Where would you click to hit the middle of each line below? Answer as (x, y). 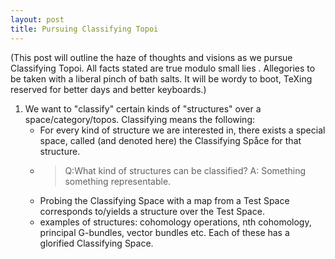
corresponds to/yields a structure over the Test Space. (152, 211)
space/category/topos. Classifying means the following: (140, 119)
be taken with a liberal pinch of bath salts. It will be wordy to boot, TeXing (161, 78)
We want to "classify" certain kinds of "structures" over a (143, 108)
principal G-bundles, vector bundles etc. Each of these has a (164, 232)
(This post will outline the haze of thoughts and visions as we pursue (151, 57)
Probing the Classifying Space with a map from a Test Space (164, 200)
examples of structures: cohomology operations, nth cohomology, (175, 222)
